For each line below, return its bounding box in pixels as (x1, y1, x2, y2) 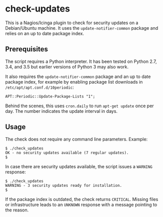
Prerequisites (5, 45, 48, 53)
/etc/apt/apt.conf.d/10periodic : (5, 84, 74, 90)
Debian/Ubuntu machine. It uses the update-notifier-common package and (5, 25, 158, 31)
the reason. (5, 207, 29, 213)
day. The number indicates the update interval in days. (5, 108, 118, 114)
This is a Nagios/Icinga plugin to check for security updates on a (5, 20, 139, 26)
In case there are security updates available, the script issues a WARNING (5, 163, 153, 169)
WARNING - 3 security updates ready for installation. (5, 183, 122, 188)
